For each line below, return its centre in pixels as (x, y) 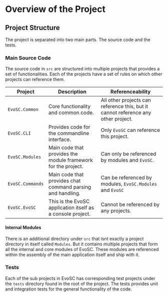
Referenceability (130, 92)
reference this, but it (124, 106)
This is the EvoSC (69, 201)
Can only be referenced (128, 154)
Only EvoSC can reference (130, 130)
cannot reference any (126, 112)
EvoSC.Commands (26, 184)
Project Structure (32, 28)
